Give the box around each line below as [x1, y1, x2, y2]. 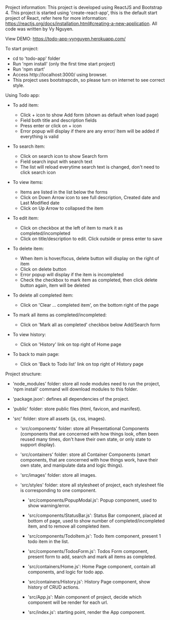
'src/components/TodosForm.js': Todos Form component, [27, 548, 149, 554]
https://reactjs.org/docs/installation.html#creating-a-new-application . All [5, 20, 157, 26]
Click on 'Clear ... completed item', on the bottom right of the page [20, 302, 159, 308]
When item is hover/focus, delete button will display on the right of [20, 255, 159, 261]
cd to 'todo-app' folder [12, 55, 61, 61]
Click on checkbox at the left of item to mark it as [20, 225, 123, 231]
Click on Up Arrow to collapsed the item [20, 205, 104, 211]
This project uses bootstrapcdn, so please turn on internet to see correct [12, 77, 165, 83]
